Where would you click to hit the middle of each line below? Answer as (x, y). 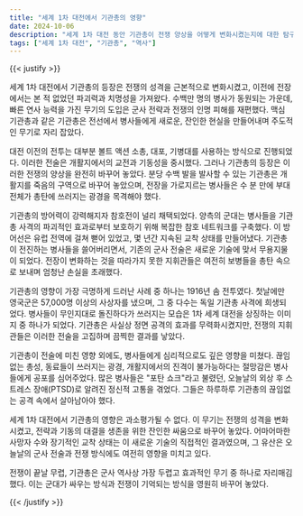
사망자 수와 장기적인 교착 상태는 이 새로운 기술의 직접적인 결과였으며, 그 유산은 (147, 442)
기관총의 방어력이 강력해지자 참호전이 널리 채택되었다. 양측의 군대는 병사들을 (143, 216)
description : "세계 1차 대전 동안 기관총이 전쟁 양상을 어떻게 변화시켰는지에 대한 (144, 34)
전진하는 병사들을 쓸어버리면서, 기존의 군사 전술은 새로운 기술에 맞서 (138, 250)
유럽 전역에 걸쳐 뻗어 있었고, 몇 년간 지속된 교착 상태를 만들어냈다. (148, 238)
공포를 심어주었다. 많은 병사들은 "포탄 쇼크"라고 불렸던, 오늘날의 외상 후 (158, 378)
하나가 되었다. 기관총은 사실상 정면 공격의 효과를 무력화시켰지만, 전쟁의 (152, 325)
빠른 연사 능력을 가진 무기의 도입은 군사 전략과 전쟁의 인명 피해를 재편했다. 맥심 (147, 110)
